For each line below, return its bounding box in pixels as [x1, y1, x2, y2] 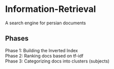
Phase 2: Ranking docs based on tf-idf [5, 53, 84, 59]
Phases [5, 34, 29, 43]
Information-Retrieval [5, 3, 96, 15]
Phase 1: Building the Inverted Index [5, 47, 78, 53]
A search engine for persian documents [5, 20, 86, 26]
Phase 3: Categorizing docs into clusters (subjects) [5, 58, 110, 64]
